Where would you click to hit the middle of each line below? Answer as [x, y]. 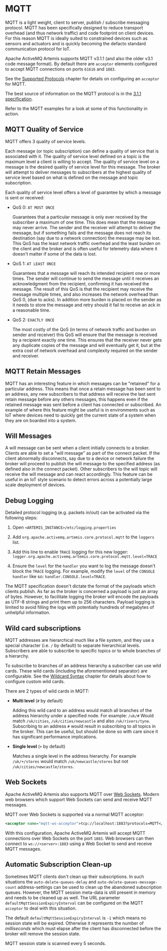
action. [12, 114]
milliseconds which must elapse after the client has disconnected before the [83, 928]
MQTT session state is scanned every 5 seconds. [56, 943]
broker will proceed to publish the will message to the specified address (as [83, 464]
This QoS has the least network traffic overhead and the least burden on [86, 243]
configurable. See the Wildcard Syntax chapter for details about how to [78, 676]
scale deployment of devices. [35, 485]
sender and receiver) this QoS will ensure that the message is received [85, 335]
